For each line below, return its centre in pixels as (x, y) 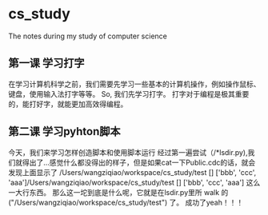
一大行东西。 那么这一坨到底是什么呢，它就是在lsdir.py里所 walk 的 (118, 192)
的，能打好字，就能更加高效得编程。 (68, 104)
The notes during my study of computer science (88, 36)
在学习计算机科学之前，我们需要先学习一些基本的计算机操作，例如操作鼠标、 (134, 84)
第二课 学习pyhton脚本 (65, 131)
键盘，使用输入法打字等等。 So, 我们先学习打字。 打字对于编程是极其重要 (129, 94)
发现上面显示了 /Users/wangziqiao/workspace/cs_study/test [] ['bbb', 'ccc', (132, 172)
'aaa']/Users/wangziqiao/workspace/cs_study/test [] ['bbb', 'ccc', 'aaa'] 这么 (134, 182)
